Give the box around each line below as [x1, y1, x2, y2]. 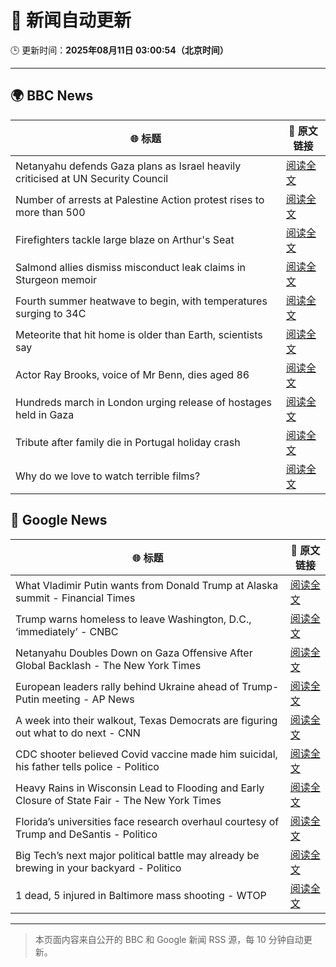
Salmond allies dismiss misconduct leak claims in [15, 260, 246, 274]
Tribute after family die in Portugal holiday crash [15, 435, 241, 449]
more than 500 [15, 205, 86, 219]
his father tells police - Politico [15, 759, 160, 773]
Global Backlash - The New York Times [15, 658, 202, 672]
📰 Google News [10, 512, 108, 529]
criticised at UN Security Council [15, 171, 169, 185]
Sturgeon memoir [15, 272, 98, 286]
